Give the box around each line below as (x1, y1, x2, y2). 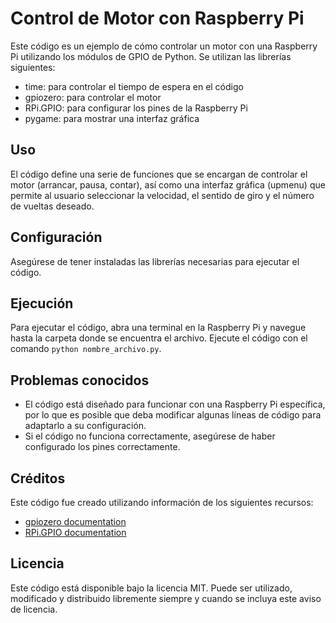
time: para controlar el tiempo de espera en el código (24, 80, 244, 92)
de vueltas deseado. (10, 200, 95, 212)
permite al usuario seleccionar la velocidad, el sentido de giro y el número (10, 189, 315, 201)
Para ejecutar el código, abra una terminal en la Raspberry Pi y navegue (10, 322, 307, 334)
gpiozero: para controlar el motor (24, 91, 162, 103)
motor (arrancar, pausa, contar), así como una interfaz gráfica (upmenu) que (10, 178, 326, 191)
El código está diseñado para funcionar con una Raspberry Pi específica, (24, 398, 326, 411)
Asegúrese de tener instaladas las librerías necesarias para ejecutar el (10, 255, 300, 267)
